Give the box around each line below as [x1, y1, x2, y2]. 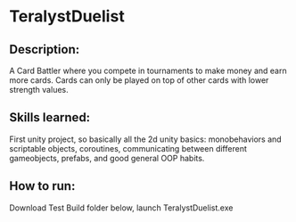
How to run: [9, 178, 76, 193]
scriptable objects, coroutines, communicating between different [9, 143, 247, 153]
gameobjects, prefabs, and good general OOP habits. [9, 152, 205, 163]
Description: [9, 42, 80, 57]
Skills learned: [9, 110, 91, 126]
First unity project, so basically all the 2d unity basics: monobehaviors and [9, 134, 283, 144]
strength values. [9, 85, 69, 95]
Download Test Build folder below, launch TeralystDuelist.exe [9, 202, 234, 213]
